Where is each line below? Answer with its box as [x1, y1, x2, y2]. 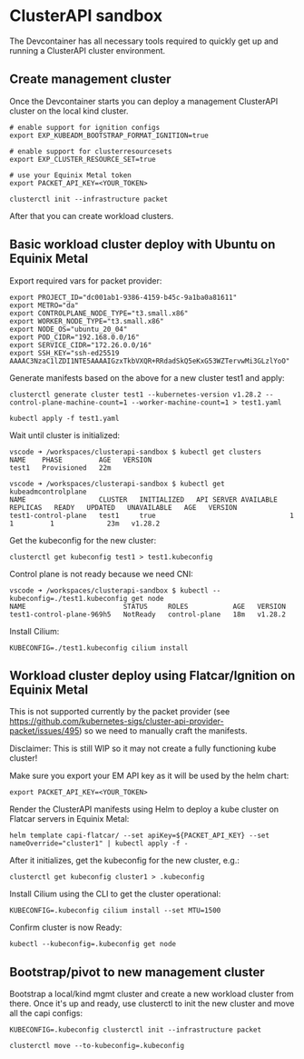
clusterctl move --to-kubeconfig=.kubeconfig [9, 1042, 184, 1051]
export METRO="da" [9, 301, 79, 310]
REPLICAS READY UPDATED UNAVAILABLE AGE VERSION [9, 503, 238, 512]
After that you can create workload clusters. [9, 210, 174, 221]
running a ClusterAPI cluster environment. [9, 45, 166, 55]
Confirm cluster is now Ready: [9, 922, 123, 933]
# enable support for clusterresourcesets [9, 146, 172, 155]
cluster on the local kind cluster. [9, 105, 129, 116]
